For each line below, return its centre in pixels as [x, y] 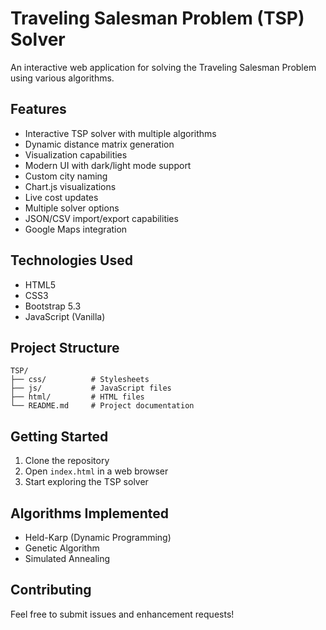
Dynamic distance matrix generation [99, 144]
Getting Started [59, 436]
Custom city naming [66, 176]
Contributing [51, 590]
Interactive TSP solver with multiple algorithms [120, 133]
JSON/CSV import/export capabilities [101, 218]
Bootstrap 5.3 [53, 306]
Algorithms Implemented [90, 513]
